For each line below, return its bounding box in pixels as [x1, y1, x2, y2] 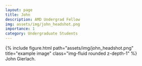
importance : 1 [5, 26, 35, 31]
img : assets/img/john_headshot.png [5, 21, 80, 27]
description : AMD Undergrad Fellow [5, 17, 80, 22]
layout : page [5, 7, 33, 13]
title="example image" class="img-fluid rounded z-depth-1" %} [5, 50, 137, 56]
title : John [5, 12, 30, 17]
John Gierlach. [5, 56, 36, 61]
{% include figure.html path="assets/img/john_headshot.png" [5, 45, 134, 51]
